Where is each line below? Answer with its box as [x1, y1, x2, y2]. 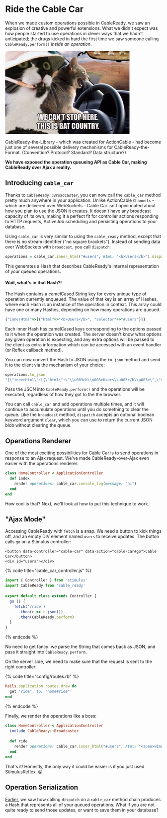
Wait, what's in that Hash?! [5, 280, 62, 286]
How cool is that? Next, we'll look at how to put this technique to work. [5, 500, 149, 506]
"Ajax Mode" [5, 515, 46, 524]
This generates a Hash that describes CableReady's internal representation [5, 263, 159, 269]
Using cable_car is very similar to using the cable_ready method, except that [5, 233, 162, 239]
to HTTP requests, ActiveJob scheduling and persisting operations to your [5, 218, 158, 224]
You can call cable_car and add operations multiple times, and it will [5, 401, 144, 407]
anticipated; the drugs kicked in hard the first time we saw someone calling [5, 36, 159, 42]
